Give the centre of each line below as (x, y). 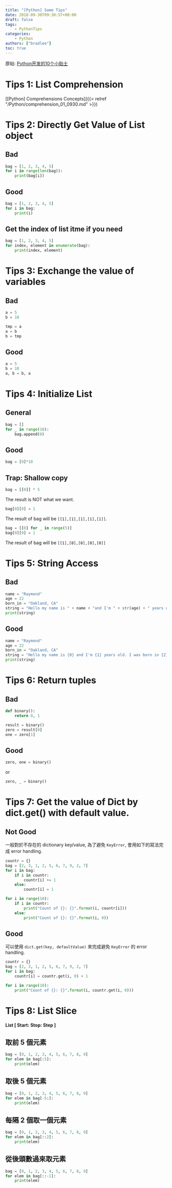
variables (26, 282)
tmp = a (14, 326)
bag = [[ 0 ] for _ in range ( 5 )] (39, 528)
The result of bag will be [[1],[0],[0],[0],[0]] (56, 542)
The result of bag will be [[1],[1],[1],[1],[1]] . (56, 519)
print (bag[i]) (29, 176)
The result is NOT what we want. (40, 499)
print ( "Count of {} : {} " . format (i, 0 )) (66, 918)
